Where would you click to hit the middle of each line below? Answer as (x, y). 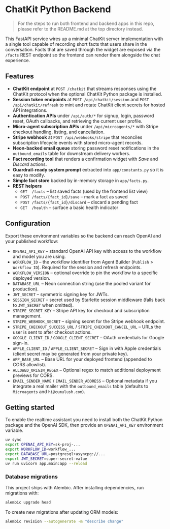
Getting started (30, 407)
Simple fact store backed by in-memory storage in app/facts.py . (80, 180)
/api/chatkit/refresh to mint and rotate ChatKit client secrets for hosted (89, 105)
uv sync (13, 440)
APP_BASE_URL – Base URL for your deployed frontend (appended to (82, 359)
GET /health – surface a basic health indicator (69, 208)
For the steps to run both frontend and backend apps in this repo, (86, 23)
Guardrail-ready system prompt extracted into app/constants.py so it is (88, 169)
